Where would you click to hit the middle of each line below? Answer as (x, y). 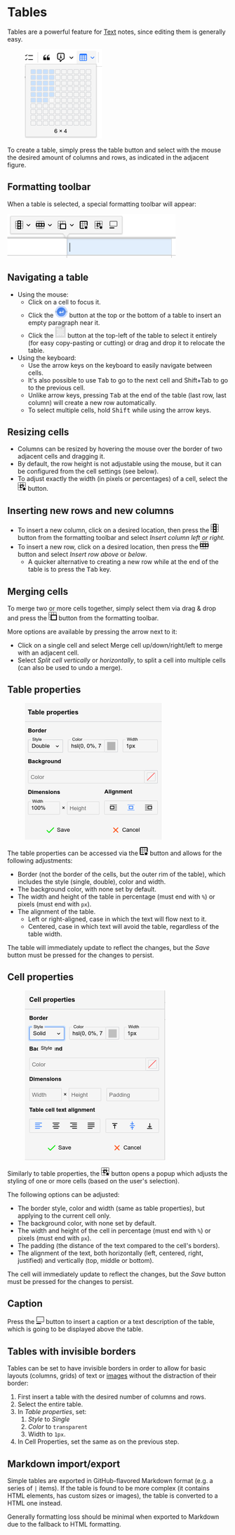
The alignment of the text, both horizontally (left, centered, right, (110, 1253)
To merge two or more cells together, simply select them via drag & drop (112, 608)
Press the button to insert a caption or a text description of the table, (111, 1322)
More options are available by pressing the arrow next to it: (92, 631)
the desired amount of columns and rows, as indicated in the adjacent (108, 157)
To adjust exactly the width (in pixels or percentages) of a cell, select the (122, 479)
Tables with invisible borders (72, 1351)
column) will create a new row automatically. (92, 402)
